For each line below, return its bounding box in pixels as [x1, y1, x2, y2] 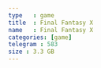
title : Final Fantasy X [8, 19, 93, 27]
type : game [8, 11, 55, 20]
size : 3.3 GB [8, 48, 55, 55]
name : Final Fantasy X [8, 26, 93, 34]
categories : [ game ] [8, 33, 73, 41]
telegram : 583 [8, 41, 58, 48]
